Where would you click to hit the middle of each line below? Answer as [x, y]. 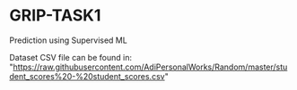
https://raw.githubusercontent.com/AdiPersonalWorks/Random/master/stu [150, 67]
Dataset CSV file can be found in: [71, 57]
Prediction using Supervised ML [68, 40]
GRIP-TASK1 [55, 16]
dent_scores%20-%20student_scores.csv [87, 76]
